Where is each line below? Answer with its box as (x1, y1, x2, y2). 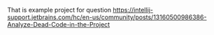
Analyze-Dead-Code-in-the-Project (7, 21, 110, 28)
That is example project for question (7, 6, 112, 14)
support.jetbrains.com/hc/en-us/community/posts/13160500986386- (7, 13, 207, 21)
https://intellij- (113, 6, 154, 14)
